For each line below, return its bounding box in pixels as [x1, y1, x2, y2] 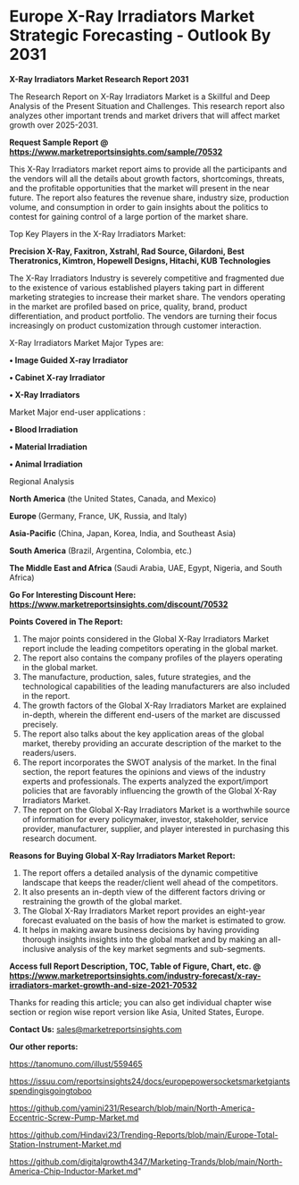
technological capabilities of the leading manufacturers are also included [21, 681, 290, 692]
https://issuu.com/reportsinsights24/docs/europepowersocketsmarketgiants [9, 1075, 291, 1087]
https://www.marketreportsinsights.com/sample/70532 [9, 146, 223, 157]
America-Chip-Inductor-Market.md [9, 1165, 138, 1176]
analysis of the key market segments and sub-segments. [56, 943, 266, 954]
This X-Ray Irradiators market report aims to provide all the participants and [9, 164, 287, 174]
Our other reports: [9, 1041, 79, 1052]
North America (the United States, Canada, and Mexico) [9, 493, 217, 504]
